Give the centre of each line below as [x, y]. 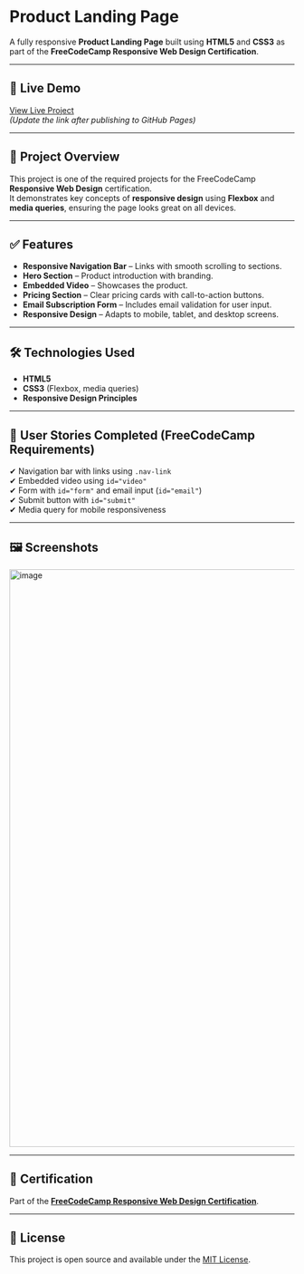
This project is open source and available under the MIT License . [130, 1260]
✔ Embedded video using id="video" [78, 481]
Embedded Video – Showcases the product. [105, 285]
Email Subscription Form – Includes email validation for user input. [147, 304]
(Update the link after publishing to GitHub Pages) [103, 120]
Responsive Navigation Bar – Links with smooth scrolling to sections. [152, 266]
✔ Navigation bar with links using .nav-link [90, 471]
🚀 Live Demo [45, 88]
